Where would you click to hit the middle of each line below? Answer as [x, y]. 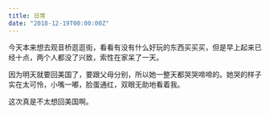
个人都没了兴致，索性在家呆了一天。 [103, 57]
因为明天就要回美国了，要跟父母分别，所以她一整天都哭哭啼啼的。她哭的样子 [135, 74]
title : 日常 [27, 16]
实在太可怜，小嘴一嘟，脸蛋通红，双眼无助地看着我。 [96, 84]
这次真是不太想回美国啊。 [51, 101]
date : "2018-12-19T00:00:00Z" [59, 23]
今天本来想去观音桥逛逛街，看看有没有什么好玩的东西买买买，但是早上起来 [131, 47]
